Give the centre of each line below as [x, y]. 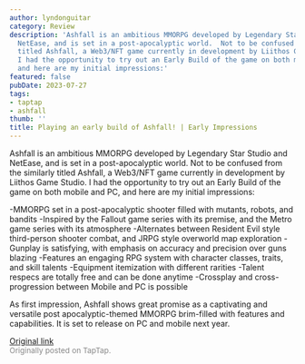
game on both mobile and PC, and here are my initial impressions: [133, 192]
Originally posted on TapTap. [60, 350]
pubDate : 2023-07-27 [49, 85]
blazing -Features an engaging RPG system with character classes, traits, [147, 258]
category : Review [42, 26]
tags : [20, 93]
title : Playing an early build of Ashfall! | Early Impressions [133, 128]
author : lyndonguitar [50, 18]
